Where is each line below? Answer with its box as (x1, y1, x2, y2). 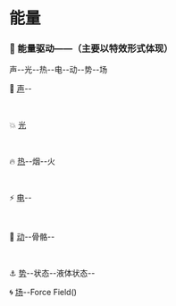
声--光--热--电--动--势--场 (9, 64, 108, 75)
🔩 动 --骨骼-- (9, 232, 55, 242)
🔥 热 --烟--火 (9, 156, 55, 166)
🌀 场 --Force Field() (9, 287, 78, 298)
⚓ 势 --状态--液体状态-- (9, 268, 96, 278)
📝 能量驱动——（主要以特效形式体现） (9, 42, 173, 55)
